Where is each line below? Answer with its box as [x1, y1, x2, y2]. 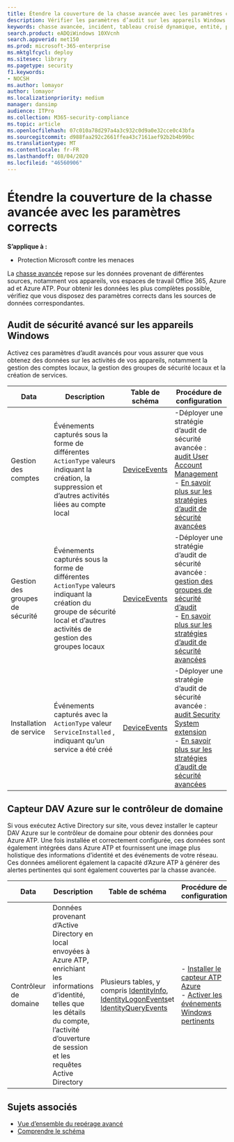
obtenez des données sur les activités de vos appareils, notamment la [7, 356, 208, 364]
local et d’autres [54, 615, 107, 625]
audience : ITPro [7, 107, 54, 114]
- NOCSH [7, 75, 30, 82]
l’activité [52, 1025, 80, 1035]
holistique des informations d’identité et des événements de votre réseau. [7, 851, 219, 859]
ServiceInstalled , [54, 727, 115, 737]
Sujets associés [7, 1101, 78, 1113]
